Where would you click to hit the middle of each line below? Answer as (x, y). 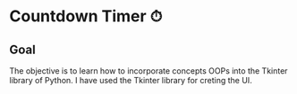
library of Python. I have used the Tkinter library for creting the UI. (131, 80)
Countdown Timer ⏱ (86, 16)
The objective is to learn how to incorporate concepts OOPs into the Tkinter (148, 71)
